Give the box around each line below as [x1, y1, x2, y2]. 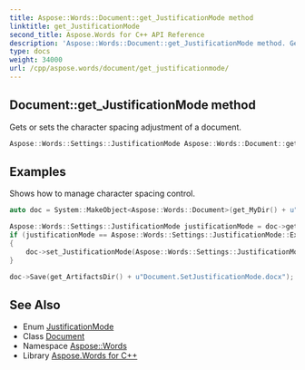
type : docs [9, 47, 51, 56]
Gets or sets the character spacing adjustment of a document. [9, 122, 242, 132]
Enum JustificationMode [22, 321, 114, 332]
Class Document [22, 331, 85, 342]
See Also [9, 297, 61, 313]
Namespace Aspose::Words [22, 341, 127, 352]
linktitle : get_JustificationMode [9, 22, 141, 31]
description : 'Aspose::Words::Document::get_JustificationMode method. [9, 38, 286, 48]
